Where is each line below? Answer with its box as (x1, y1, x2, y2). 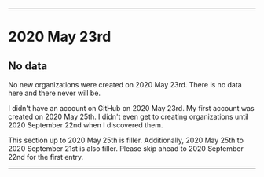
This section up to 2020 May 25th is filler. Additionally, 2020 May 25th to (8, 135, 244, 145)
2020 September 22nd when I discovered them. (8, 120, 163, 130)
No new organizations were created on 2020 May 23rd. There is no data (8, 80, 242, 89)
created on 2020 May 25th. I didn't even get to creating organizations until (8, 112, 249, 121)
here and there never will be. (8, 88, 101, 98)
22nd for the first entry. (8, 153, 84, 161)
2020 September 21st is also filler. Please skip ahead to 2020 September (8, 144, 244, 153)
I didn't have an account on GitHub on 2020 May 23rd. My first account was (8, 104, 255, 112)
